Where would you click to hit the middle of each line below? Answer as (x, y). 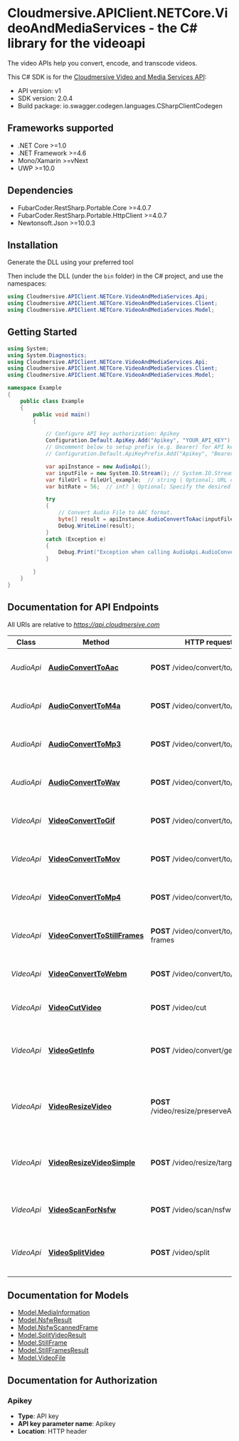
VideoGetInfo (71, 1050)
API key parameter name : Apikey (67, 1424)
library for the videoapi (76, 43)
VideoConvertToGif (81, 821)
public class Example (52, 401)
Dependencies (40, 191)
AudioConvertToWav (84, 782)
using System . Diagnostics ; (47, 355)
